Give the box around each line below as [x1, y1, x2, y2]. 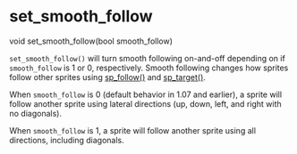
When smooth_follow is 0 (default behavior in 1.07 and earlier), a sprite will [9, 89, 283, 100]
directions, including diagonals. [9, 134, 124, 145]
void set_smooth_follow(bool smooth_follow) [9, 36, 173, 46]
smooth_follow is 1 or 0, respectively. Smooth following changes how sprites [9, 62, 289, 73]
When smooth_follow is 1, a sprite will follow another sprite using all [9, 125, 257, 135]
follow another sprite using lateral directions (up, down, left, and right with [9, 98, 282, 109]
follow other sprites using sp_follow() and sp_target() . [9, 71, 206, 82]
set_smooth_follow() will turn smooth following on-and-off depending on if [9, 53, 286, 63]
